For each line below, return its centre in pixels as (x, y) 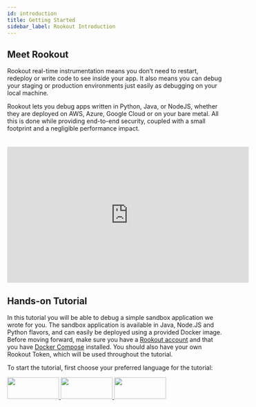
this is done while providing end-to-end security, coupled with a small (106, 121)
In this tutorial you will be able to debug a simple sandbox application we (110, 318)
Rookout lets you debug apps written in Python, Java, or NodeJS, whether (112, 106)
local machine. (28, 93)
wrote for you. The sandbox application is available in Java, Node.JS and (111, 325)
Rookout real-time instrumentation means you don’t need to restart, (103, 71)
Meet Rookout (38, 54)
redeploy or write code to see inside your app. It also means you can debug (115, 78)
